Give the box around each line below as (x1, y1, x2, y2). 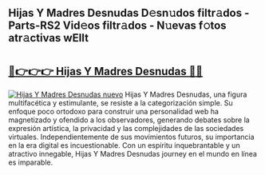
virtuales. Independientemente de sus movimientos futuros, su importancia (8, 132, 255, 141)
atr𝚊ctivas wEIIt (8, 31, 89, 45)
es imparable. (8, 157, 53, 167)
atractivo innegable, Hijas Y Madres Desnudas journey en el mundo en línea (8, 149, 258, 158)
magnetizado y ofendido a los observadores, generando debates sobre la (8, 115, 250, 125)
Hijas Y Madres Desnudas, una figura (125, 89, 247, 99)
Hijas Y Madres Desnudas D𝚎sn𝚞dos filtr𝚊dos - (8, 6, 250, 20)
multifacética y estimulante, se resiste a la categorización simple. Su (8, 98, 233, 107)
